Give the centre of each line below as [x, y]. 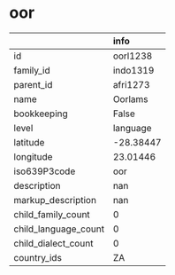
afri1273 [131, 84]
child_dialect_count [53, 243]
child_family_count [52, 214]
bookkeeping [41, 114]
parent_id [33, 84]
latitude [29, 142]
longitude [33, 156]
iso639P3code [45, 171]
